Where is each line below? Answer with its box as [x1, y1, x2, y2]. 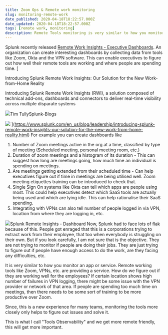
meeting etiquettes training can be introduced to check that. [12, 179, 136, 185]
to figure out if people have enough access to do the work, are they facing [5, 248, 158, 253]
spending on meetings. [12, 163, 60, 169]
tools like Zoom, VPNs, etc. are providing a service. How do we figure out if [5, 268, 160, 274]
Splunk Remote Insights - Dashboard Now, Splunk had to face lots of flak [10, 221, 160, 227]
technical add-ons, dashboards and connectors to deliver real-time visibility [5, 95, 161, 101]
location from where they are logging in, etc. [12, 211, 104, 216]
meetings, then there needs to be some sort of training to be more [5, 289, 141, 295]
